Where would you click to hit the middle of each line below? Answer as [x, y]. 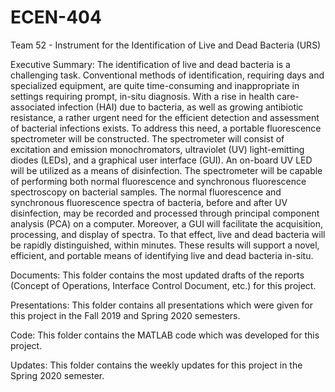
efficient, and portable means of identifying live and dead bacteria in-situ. [162, 255]
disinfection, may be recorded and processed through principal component [165, 213]
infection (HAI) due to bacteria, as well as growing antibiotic [180, 107]
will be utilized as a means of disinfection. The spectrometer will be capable [166, 170]
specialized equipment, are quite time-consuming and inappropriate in [155, 85]
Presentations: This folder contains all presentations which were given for [162, 305]
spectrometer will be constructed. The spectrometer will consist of [147, 138]
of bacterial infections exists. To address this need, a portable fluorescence [166, 128]
